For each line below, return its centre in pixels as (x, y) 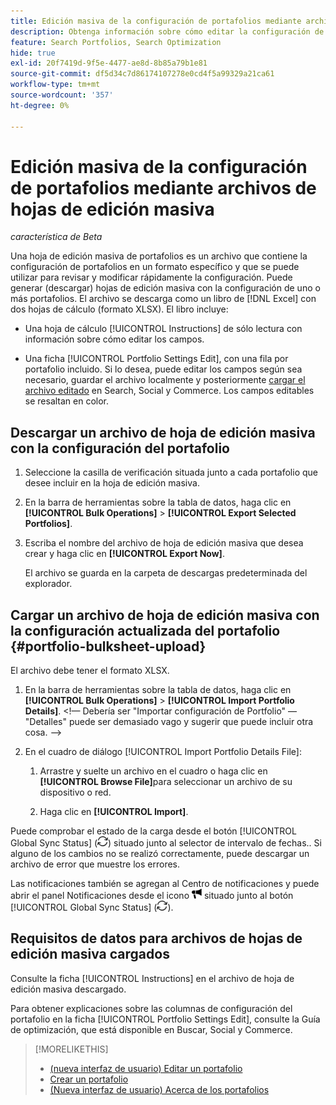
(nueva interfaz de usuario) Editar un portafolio (146, 1068)
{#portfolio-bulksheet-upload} (108, 646)
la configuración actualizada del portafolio (145, 630)
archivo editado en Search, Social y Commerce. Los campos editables (169, 391)
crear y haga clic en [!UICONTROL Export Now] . (124, 554)
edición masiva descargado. (68, 989)
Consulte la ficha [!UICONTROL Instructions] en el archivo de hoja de (152, 978)
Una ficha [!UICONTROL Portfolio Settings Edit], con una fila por (156, 359)
